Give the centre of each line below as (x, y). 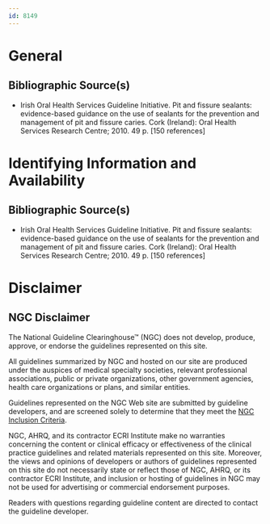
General (36, 55)
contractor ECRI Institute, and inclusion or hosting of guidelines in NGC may (134, 478)
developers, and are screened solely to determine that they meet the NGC (131, 411)
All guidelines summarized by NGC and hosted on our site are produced (128, 361)
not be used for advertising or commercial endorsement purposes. (119, 487)
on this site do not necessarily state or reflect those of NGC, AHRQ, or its (129, 470)
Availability (47, 180)
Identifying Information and (102, 163)
